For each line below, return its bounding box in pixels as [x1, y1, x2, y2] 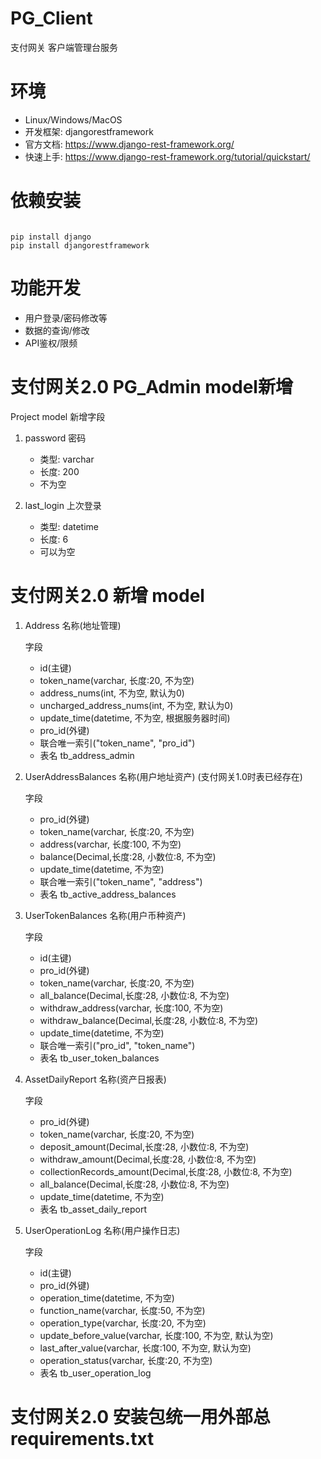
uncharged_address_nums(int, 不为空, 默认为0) [39, 699, 234, 711]
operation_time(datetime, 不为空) [39, 1292, 175, 1304]
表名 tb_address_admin [39, 749, 135, 761]
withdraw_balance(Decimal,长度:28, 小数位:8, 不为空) [39, 1014, 259, 1026]
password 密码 [24, 432, 87, 444]
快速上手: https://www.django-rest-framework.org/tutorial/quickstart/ [24, 150, 311, 162]
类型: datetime [39, 520, 99, 532]
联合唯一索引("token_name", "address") [39, 875, 203, 887]
